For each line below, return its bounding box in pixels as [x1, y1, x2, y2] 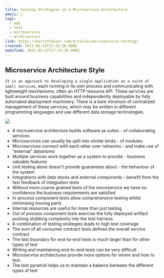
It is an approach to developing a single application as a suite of [5, 79, 150, 84]
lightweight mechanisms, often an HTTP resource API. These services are [5, 88, 154, 94]
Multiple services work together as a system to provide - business [12, 154, 145, 159]
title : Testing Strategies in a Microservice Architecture [5, 7, 128, 12]
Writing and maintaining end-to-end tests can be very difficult [12, 247, 137, 253]
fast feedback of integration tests [12, 179, 80, 185]
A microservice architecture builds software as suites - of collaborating [12, 128, 155, 134]
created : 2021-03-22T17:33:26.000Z [5, 43, 78, 48]
